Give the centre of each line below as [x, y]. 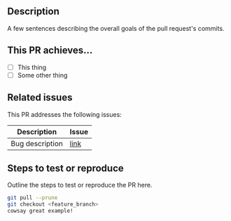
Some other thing [42, 75]
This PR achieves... [50, 51]
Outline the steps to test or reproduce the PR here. [80, 185]
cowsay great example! [40, 211]
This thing [32, 67]
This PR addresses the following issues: [65, 114]
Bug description [37, 143]
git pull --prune [33, 198]
